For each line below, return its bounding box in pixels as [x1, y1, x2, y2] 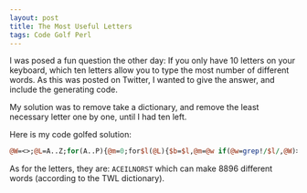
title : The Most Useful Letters [9, 22, 132, 31]
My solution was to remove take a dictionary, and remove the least [9, 102, 259, 113]
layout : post [9, 13, 59, 23]
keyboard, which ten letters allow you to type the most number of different [9, 65, 290, 76]
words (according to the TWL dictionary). [9, 173, 165, 184]
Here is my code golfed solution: [9, 129, 132, 140]
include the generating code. [9, 84, 119, 96]
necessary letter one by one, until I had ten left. [9, 111, 187, 123]
